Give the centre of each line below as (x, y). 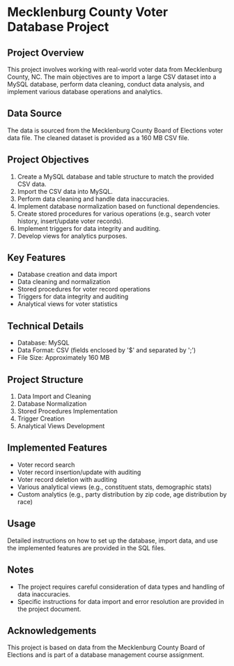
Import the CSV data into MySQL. (65, 191)
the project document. (49, 609)
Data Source (34, 113)
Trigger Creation (41, 418)
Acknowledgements (52, 631)
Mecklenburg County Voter (88, 12)
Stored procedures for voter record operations (84, 289)
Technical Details (46, 326)
